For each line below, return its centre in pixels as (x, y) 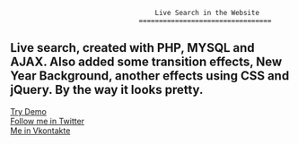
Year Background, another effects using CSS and (150, 76)
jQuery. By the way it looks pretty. (107, 90)
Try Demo (29, 111)
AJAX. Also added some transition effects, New (146, 62)
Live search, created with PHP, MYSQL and (132, 48)
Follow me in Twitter (47, 121)
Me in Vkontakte (40, 131)
